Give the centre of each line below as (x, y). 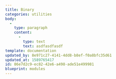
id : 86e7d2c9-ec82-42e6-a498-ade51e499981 (50, 64)
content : (23, 32)
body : (11, 19)
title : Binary (20, 10)
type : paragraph (31, 28)
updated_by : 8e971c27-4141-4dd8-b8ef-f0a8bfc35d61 (58, 55)
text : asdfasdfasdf (43, 46)
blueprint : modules (25, 69)
